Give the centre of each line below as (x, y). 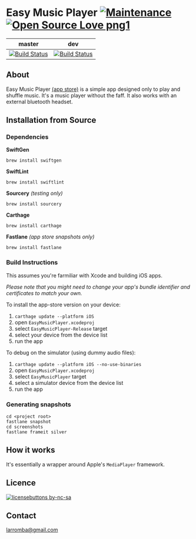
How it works (31, 450)
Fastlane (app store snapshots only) (50, 237)
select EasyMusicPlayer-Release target (61, 328)
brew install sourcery (34, 204)
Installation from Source (51, 120)
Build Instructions (32, 263)
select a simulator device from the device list (69, 383)
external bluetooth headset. (39, 102)
